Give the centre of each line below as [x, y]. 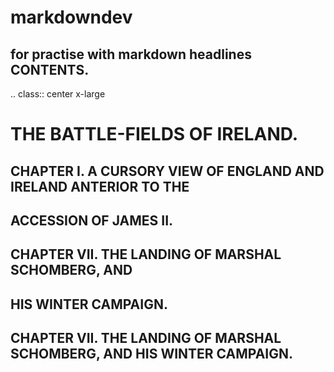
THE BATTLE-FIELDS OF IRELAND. [154, 134]
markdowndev [71, 17]
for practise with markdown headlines [131, 54]
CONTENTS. [50, 69]
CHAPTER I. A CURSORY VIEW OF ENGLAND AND [167, 171]
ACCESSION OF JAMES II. [92, 220]
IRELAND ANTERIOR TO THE [100, 186]
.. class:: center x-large [58, 94]
